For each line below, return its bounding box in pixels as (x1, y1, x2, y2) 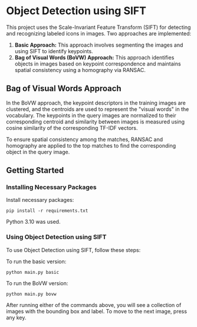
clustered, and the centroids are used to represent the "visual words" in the (6, 105, 189, 113)
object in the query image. (6, 148, 70, 155)
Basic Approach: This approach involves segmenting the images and (14, 41, 183, 48)
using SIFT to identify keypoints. (14, 47, 93, 54)
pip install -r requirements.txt (6, 208, 88, 214)
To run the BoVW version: (6, 279, 68, 287)
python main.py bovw (6, 291, 57, 297)
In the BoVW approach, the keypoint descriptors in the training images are (6, 99, 186, 106)
